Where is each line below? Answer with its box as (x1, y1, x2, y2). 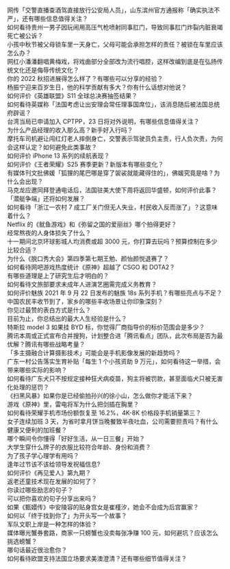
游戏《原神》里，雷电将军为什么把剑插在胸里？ (7, 400, 139, 408)
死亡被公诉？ (7, 32, 43, 40)
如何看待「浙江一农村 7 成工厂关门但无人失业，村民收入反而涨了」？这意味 (7, 203, 218, 211)
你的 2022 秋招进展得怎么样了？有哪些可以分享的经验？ (7, 75, 164, 82)
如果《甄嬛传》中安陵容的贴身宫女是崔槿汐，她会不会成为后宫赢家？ (7, 503, 199, 511)
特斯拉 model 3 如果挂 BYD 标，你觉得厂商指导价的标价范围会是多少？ (7, 323, 205, 331)
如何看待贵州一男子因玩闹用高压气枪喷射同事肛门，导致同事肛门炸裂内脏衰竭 (7, 23, 223, 31)
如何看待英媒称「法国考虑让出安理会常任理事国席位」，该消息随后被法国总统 (7, 100, 220, 108)
